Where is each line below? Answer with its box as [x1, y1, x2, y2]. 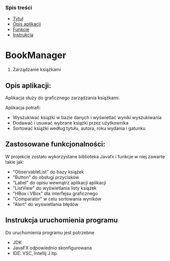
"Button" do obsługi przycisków [12, 174, 79, 180]
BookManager [5, 50, 66, 61]
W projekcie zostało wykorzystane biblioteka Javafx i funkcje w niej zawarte [5, 153, 165, 159]
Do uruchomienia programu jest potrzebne [5, 229, 95, 236]
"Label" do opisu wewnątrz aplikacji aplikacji [12, 180, 106, 186]
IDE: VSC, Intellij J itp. [12, 250, 59, 256]
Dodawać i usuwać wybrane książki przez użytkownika [12, 120, 129, 126]
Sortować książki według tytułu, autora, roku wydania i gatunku [12, 125, 146, 131]
